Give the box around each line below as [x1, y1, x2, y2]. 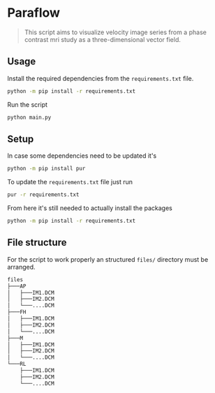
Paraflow [7, 5, 61, 21]
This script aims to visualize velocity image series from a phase [24, 28, 207, 36]
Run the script [7, 100, 47, 109]
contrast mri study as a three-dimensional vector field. [24, 35, 181, 43]
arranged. [7, 262, 36, 271]
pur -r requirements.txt [7, 191, 80, 198]
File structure [7, 237, 67, 249]
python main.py [7, 114, 52, 121]
